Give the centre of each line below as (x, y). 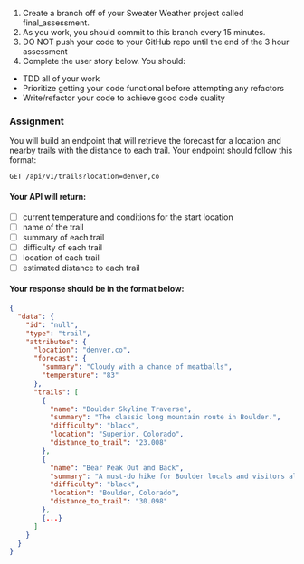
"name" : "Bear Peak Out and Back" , (116, 468)
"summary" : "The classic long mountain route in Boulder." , (165, 418)
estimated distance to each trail (81, 268)
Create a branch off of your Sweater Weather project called (133, 13)
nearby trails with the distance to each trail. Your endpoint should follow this (151, 150)
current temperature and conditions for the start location (128, 217)
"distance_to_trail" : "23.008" (109, 443)
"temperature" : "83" (81, 376)
